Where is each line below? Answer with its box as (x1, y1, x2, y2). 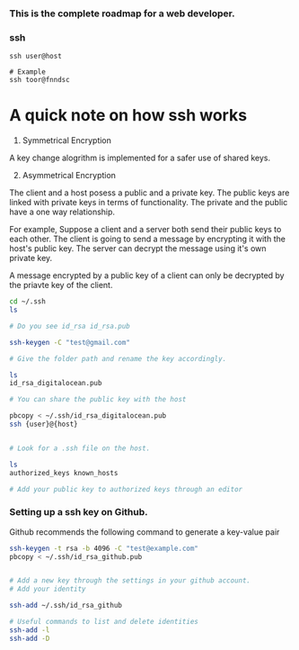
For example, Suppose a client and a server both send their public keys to (9, 224, 282, 235)
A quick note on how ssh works (9, 105, 248, 126)
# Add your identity (9, 584, 87, 594)
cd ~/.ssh (9, 297, 47, 306)
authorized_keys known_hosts (9, 468, 119, 477)
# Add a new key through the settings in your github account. (9, 576, 251, 585)
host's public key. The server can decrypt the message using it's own (9, 243, 267, 254)
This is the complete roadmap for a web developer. (9, 7, 235, 20)
